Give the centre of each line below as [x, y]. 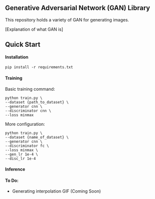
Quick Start [23, 45]
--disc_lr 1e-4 [21, 159]
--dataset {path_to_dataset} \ [37, 102]
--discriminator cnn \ [28, 111]
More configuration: [25, 124]
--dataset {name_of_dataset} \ [37, 137]
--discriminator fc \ [27, 146]
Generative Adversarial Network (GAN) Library [77, 8]
